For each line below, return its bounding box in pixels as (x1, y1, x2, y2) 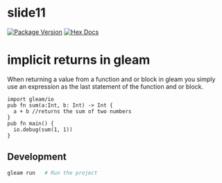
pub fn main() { (7, 120, 54, 127)
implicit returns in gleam (7, 52, 151, 68)
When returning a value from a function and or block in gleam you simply (7, 75, 216, 83)
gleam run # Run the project (7, 169, 98, 176)
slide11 (7, 5, 46, 21)
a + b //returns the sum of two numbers (13, 107, 132, 115)
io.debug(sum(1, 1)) (13, 126, 73, 133)
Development (7, 151, 67, 163)
